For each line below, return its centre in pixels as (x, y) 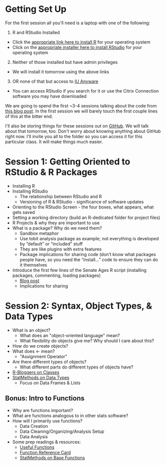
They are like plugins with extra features (61, 249)
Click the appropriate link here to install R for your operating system (81, 42)
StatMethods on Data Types (41, 377)
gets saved (24, 212)
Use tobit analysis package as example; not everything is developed (89, 238)
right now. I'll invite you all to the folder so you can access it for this (74, 136)
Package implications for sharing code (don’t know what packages (88, 254)
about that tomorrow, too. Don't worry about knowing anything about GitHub (83, 131)
